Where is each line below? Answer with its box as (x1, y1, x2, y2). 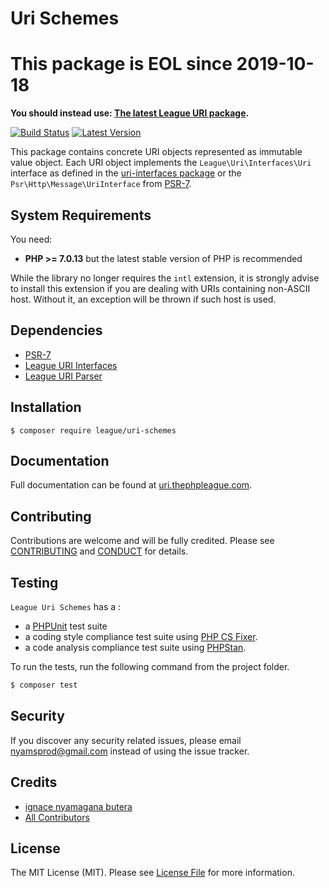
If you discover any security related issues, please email (10, 734, 242, 746)
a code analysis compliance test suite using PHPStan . (24, 642, 247, 653)
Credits (10, 774, 58, 791)
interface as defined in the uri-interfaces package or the (10, 167, 242, 179)
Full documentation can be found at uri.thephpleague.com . (10, 479, 253, 491)
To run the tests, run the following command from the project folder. (10, 661, 290, 672)
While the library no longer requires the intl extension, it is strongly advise (10, 272, 320, 284)
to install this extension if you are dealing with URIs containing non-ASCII (10, 282, 311, 294)
